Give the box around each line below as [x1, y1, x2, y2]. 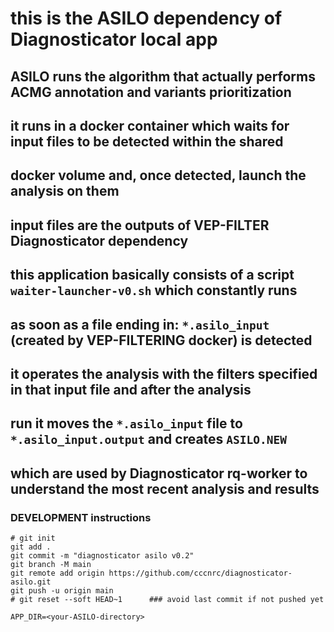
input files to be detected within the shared [10, 133, 284, 150]
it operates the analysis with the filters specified [10, 365, 318, 382]
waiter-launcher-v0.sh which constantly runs [10, 282, 298, 299]
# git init [10, 533, 56, 543]
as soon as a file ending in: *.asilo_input [10, 316, 270, 333]
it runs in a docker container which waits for [10, 117, 290, 134]
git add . [10, 542, 52, 552]
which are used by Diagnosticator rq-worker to [10, 465, 308, 482]
